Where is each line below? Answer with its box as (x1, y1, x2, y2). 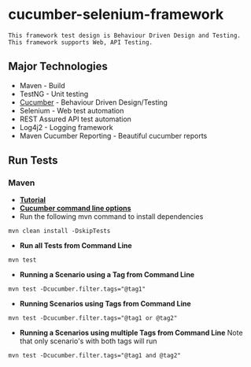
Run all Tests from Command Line (19, 241, 132, 250)
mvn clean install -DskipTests (8, 227, 111, 235)
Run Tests (8, 154, 58, 167)
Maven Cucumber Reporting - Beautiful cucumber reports (19, 131, 208, 140)
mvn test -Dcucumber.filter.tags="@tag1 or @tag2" (8, 314, 178, 322)
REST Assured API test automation (19, 114, 132, 124)
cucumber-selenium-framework (8, 6, 224, 24)
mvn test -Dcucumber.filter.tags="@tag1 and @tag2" (8, 352, 181, 360)
